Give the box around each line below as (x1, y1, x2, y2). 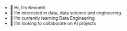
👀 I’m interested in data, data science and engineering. (9, 10, 122, 16)
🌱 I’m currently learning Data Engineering (9, 15, 95, 21)
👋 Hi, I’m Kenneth (9, 5, 46, 10)
